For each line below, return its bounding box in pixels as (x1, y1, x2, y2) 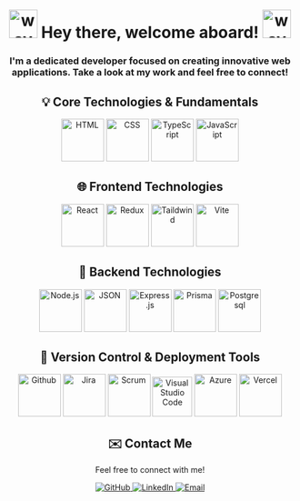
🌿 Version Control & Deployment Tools (39, 349, 261, 365)
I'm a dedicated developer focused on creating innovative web (9, 55, 291, 67)
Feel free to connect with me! (95, 465, 205, 476)
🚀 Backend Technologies (78, 265, 222, 280)
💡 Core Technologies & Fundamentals (41, 94, 259, 109)
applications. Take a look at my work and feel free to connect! (11, 66, 289, 79)
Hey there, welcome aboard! (41, 23, 259, 43)
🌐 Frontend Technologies (76, 179, 224, 195)
